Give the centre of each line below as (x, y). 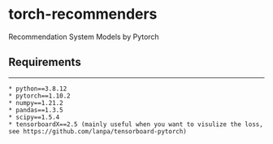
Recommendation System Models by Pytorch (84, 37)
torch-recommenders (83, 14)
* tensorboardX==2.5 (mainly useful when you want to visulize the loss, (136, 124)
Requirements (45, 62)
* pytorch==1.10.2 (39, 96)
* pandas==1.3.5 (36, 110)
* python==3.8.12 (38, 89)
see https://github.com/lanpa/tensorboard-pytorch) (97, 131)
